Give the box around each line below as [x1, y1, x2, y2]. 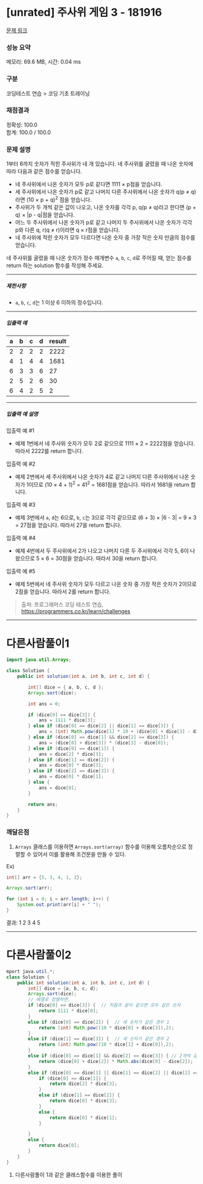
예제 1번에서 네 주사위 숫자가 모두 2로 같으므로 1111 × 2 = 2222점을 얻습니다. [14, 440, 195, 447]
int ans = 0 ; [28, 701, 61, 707]
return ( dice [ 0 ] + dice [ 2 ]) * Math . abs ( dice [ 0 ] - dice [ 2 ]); [38, 1058, 193, 1064]
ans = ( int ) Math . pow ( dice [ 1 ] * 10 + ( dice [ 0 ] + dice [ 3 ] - [38, 729, 191, 735]
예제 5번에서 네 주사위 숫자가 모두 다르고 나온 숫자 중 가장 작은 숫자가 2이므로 [14, 581, 197, 588]
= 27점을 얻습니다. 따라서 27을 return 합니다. [14, 521, 122, 529]
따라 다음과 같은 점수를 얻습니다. [6, 168, 83, 175]
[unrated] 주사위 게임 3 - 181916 [6, 5, 162, 19]
